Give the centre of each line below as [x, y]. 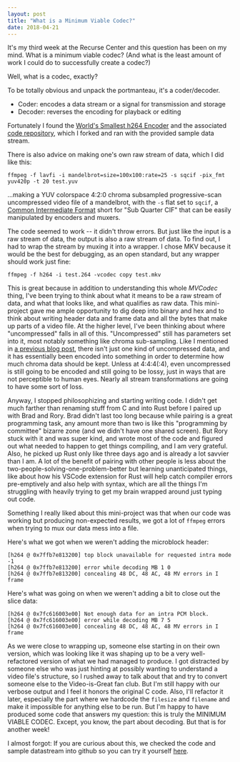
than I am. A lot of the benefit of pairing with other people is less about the [117, 461]
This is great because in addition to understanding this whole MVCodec [112, 288]
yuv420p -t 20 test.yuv [43, 182]
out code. [21, 499]
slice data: [22, 601]
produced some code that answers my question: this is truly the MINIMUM [117, 714]
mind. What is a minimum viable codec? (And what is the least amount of [114, 55]
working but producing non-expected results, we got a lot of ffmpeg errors [116, 521]
